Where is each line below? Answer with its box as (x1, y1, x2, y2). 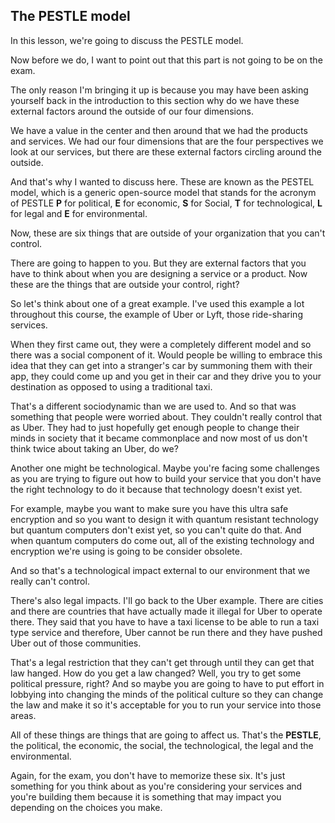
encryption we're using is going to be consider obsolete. (10, 545, 243, 557)
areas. (10, 709, 37, 721)
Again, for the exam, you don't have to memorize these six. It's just (10, 769, 286, 781)
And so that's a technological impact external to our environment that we (10, 564, 311, 576)
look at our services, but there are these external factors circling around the (10, 145, 322, 158)
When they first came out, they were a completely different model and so (10, 338, 312, 350)
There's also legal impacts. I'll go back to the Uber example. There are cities (10, 594, 324, 606)
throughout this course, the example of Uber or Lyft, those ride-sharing (10, 308, 303, 320)
